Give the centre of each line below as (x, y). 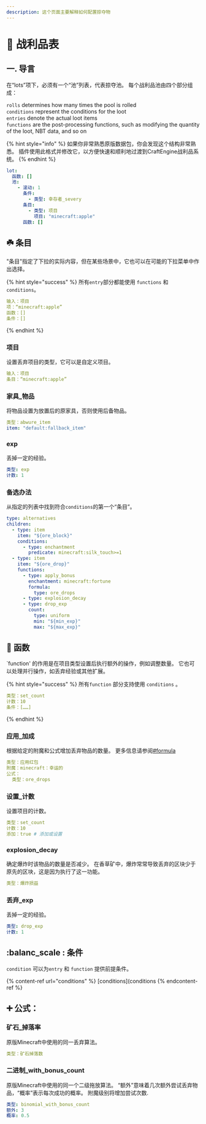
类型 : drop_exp (25, 926)
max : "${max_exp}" (57, 627)
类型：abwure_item (29, 422)
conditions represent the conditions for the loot (67, 111)
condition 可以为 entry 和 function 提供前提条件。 (69, 969)
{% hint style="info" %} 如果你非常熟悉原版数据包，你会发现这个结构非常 (99, 143)
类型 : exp (18, 470)
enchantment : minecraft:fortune (70, 581)
